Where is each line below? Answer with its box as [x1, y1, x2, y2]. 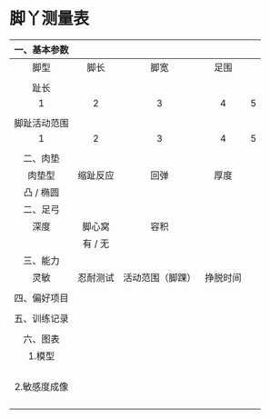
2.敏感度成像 [14, 380, 69, 393]
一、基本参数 [14, 43, 70, 55]
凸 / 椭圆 [23, 185, 60, 198]
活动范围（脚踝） [123, 271, 197, 284]
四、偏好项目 [14, 292, 70, 304]
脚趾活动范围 [14, 116, 70, 129]
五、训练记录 [14, 312, 70, 324]
